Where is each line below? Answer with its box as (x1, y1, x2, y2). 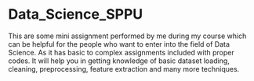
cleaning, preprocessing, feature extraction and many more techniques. (8, 64, 240, 73)
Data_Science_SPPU (8, 5, 143, 23)
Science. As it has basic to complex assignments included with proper (8, 48, 234, 57)
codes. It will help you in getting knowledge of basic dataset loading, (8, 56, 230, 65)
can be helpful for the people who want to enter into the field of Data (8, 39, 230, 48)
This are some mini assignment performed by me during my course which (8, 31, 247, 40)
